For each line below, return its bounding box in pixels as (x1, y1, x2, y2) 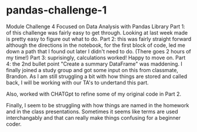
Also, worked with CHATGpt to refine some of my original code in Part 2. (6, 90, 181, 97)
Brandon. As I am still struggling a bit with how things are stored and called (6, 73, 188, 80)
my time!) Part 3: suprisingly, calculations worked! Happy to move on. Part (6, 54, 186, 61)
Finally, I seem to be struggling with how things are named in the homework (6, 101, 189, 109)
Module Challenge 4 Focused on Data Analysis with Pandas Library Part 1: (6, 23, 185, 30)
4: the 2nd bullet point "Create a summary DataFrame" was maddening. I (6, 60, 182, 67)
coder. (6, 120, 22, 127)
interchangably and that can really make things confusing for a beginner (6, 114, 181, 121)
